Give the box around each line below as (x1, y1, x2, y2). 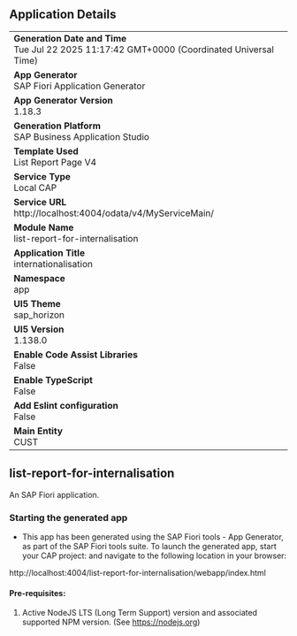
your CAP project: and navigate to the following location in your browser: (21, 550, 287, 561)
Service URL (13, 195, 67, 208)
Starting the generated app (9, 511, 128, 524)
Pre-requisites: (9, 587, 66, 598)
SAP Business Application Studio (13, 130, 150, 142)
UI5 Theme (13, 297, 62, 310)
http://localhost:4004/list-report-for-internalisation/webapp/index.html (9, 567, 267, 578)
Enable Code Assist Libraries (13, 349, 139, 361)
